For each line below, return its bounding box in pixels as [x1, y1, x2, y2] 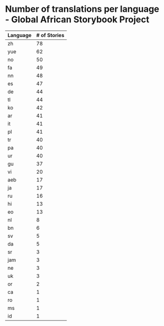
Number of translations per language [5, 3, 160, 15]
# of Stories [36, 32, 65, 38]
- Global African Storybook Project [5, 14, 150, 25]
